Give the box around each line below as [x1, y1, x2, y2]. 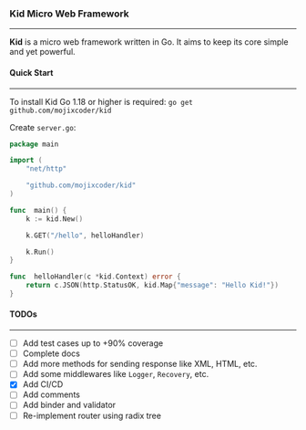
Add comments [22, 389, 80, 400]
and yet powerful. [9, 47, 76, 58]
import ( [9, 156, 43, 165]
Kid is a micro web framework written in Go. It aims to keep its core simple [9, 37, 289, 47]
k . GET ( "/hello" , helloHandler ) [25, 231, 145, 240]
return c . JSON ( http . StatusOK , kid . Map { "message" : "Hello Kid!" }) [25, 281, 280, 290]
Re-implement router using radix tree [22, 410, 162, 421]
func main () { [9, 205, 67, 215]
